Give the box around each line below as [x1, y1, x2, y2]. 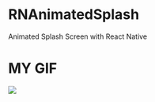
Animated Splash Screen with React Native [8, 32, 148, 41]
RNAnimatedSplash [8, 6, 140, 24]
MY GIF [8, 59, 58, 77]
